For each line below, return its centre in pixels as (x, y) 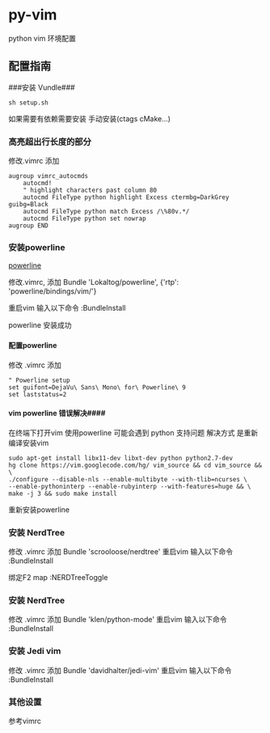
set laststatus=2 (38, 394)
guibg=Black (28, 205)
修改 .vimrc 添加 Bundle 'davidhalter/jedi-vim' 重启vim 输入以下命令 (120, 670)
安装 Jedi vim (35, 651)
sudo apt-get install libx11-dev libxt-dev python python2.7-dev (120, 458)
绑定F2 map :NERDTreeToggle (58, 578)
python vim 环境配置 (42, 38)
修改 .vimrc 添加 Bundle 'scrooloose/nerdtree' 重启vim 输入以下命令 (120, 552)
